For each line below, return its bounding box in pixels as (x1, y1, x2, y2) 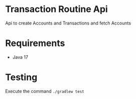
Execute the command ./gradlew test (5, 88, 84, 94)
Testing (5, 71, 38, 83)
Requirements (5, 37, 65, 49)
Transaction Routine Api (5, 3, 108, 15)
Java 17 (12, 54, 29, 60)
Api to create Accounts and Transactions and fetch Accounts (5, 20, 131, 26)
